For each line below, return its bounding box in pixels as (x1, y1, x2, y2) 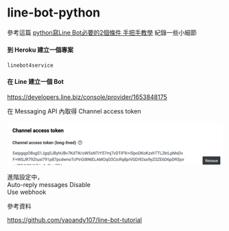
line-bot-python (7, 5, 101, 21)
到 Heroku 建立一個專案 (7, 45, 74, 54)
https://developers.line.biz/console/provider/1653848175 (7, 93, 168, 101)
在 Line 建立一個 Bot (7, 77, 64, 85)
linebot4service (7, 62, 53, 69)
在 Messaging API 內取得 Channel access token (7, 107, 142, 115)
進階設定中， (7, 173, 43, 181)
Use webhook (7, 188, 47, 196)
